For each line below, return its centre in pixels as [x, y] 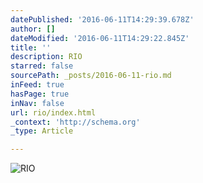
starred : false [42, 66]
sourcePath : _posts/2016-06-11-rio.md [91, 76]
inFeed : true [37, 85]
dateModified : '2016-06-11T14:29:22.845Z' [100, 38]
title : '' [31, 47]
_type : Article [42, 131]
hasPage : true [40, 94]
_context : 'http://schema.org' [75, 122]
